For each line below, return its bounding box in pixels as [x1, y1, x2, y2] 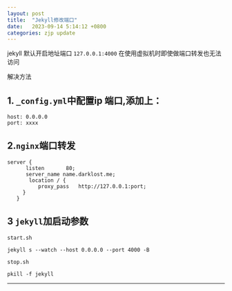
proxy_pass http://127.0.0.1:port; [37, 182, 147, 190]
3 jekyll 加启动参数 [7, 216, 88, 227]
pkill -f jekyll [7, 270, 54, 277]
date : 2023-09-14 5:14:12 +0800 [7, 23, 107, 30]
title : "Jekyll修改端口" [7, 17, 78, 24]
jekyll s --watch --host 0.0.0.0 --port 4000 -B [7, 246, 150, 253]
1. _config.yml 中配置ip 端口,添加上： [7, 95, 162, 106]
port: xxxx [7, 120, 39, 126]
